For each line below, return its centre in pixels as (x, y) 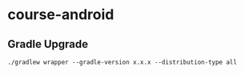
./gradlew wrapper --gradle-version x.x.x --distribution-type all (122, 62)
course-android (61, 15)
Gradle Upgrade (48, 44)
